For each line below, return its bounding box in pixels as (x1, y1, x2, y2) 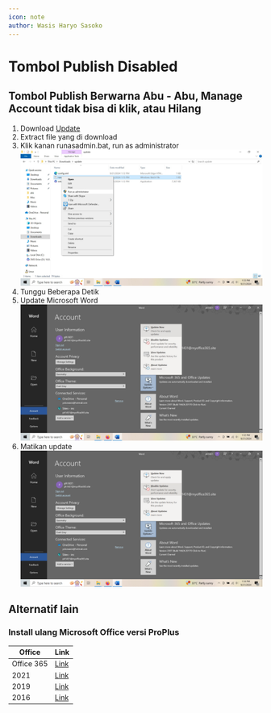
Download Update (19, 123, 81, 133)
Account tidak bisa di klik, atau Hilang (8, 102, 202, 116)
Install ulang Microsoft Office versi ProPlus (8, 627, 180, 638)
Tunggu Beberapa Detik (19, 286, 99, 296)
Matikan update (19, 441, 73, 451)
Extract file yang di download (19, 131, 118, 141)
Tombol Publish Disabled (8, 57, 178, 76)
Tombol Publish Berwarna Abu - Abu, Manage (8, 90, 244, 103)
